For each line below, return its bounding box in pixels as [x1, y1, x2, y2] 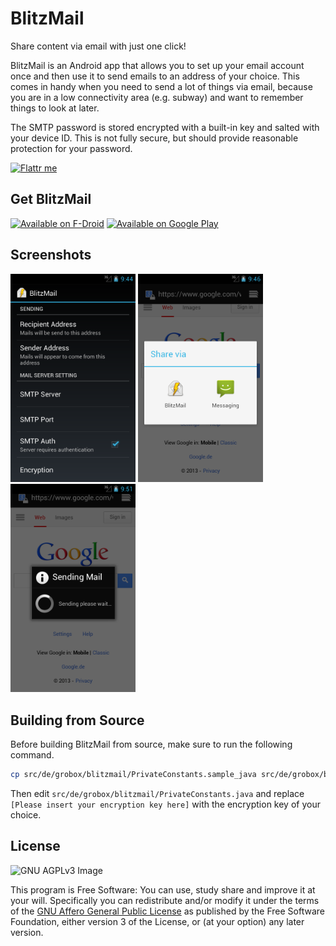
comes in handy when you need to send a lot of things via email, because [10, 80, 313, 92]
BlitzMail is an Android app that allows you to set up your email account [10, 59, 305, 71]
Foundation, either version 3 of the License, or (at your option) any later [10, 915, 305, 927]
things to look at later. [10, 102, 100, 114]
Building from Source [10, 712, 145, 729]
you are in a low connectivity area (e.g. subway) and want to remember [10, 91, 304, 103]
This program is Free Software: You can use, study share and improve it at [10, 883, 316, 896]
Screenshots [10, 247, 92, 264]
